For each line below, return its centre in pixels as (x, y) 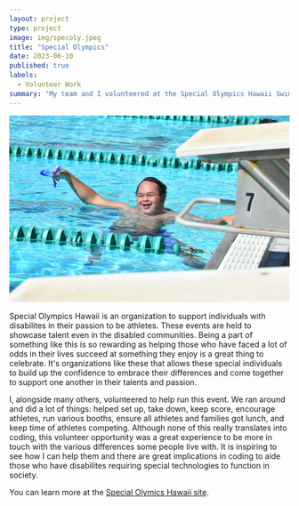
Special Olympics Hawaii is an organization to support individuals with (137, 317)
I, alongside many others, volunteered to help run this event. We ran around (147, 399)
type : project (36, 28)
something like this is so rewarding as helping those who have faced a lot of (148, 345)
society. (24, 475)
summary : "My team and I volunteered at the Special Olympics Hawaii (141, 93)
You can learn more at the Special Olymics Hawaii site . (109, 493)
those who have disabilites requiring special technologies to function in (139, 466)
